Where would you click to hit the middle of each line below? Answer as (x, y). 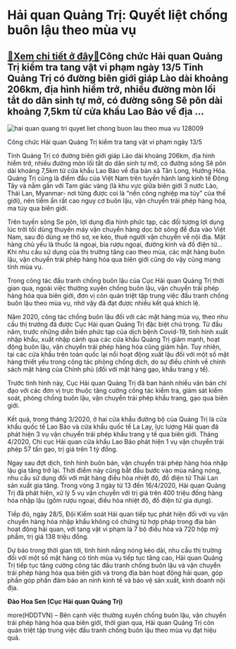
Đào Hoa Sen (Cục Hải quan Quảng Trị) (65, 601)
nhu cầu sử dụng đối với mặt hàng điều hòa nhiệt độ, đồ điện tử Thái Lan (113, 478)
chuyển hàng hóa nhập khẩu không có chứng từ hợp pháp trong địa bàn (112, 522)
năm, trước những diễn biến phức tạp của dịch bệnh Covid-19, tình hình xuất (118, 332)
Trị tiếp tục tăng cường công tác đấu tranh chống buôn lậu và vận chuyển (114, 565)
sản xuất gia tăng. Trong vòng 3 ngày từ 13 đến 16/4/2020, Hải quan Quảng (117, 485)
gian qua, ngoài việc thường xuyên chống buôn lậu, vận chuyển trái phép (113, 288)
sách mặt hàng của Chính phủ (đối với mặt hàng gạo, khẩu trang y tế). (108, 369)
